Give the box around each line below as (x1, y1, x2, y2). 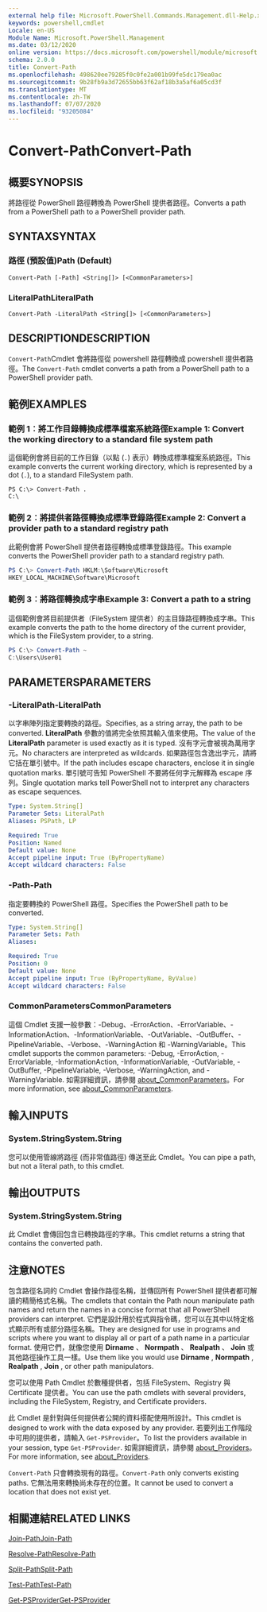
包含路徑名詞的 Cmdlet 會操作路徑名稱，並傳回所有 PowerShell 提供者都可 (8, 1286, 250, 1296)
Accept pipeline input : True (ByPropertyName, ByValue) (8, 974, 197, 982)
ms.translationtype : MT (8, 85, 87, 94)
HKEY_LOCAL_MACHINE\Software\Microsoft (8, 574, 141, 582)
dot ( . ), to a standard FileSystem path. (8, 470, 133, 480)
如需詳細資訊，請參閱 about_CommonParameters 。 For (66, 1074, 245, 1084)
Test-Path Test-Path (8, 1579, 72, 1589)
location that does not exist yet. (8, 1487, 111, 1497)
